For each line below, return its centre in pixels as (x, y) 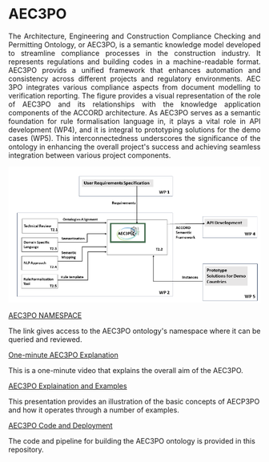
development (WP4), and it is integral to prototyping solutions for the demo (134, 130)
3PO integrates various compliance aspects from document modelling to (134, 87)
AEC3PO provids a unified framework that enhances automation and (134, 70)
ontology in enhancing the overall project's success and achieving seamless (134, 147)
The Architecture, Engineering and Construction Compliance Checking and (134, 36)
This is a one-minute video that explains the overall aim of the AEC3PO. (126, 371)
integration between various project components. (90, 155)
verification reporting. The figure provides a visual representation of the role (134, 95)
